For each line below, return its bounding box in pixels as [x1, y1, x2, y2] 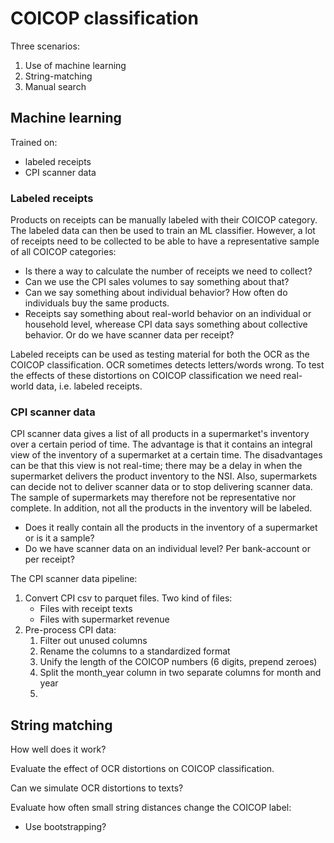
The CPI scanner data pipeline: [10, 573, 138, 585]
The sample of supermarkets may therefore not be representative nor [10, 492, 297, 504]
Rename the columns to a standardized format [39, 645, 231, 657]
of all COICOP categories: [10, 246, 117, 258]
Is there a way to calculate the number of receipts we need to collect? [24, 265, 313, 277]
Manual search [24, 80, 87, 92]
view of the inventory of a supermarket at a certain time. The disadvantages [10, 449, 323, 461]
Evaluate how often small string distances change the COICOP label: [10, 802, 292, 814]
